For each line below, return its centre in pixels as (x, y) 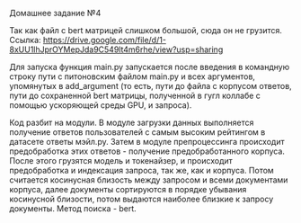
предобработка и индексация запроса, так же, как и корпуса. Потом (142, 170)
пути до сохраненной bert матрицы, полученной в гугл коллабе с (135, 95)
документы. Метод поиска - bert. (73, 209)
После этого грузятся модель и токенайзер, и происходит (121, 161)
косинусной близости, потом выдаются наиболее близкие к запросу (142, 199)
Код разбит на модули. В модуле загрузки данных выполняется (132, 122)
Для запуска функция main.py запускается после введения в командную (150, 67)
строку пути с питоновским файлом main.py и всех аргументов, (133, 76)
